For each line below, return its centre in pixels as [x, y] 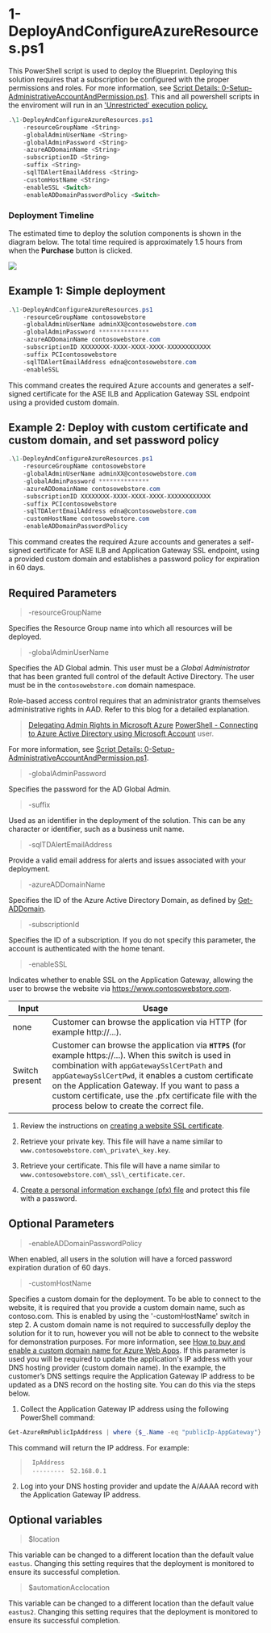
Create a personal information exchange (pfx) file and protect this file [135, 1190]
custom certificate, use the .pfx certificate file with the [154, 1095]
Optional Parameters [61, 1224]
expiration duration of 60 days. [60, 1267]
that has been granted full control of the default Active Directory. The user [131, 676]
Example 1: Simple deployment [87, 291]
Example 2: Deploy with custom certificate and [128, 428]
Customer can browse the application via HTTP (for [150, 1022]
